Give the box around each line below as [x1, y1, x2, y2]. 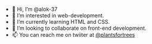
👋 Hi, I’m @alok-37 [11, 6, 58, 12]
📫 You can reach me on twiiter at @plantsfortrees [11, 32, 135, 38]
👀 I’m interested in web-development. [11, 12, 104, 19]
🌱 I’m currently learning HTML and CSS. [11, 18, 110, 25]
